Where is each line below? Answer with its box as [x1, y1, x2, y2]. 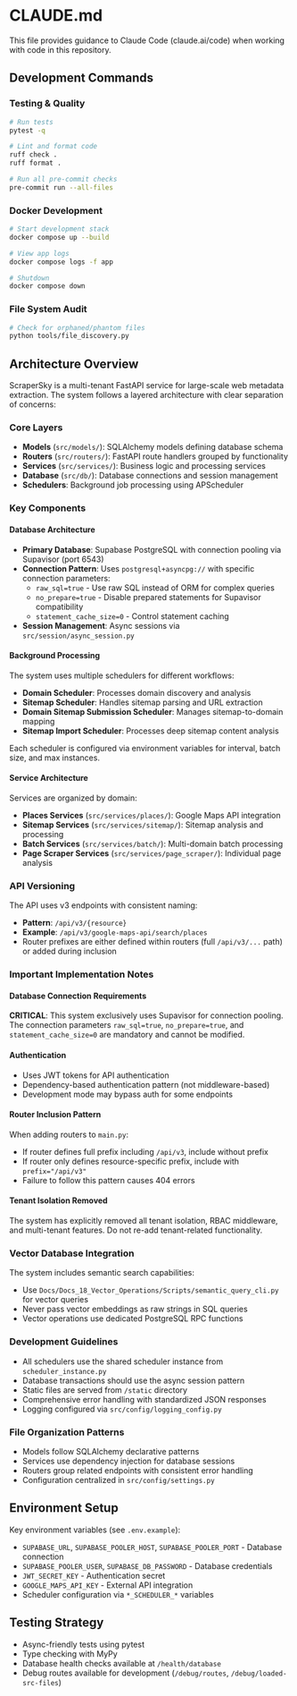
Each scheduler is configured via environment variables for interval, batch [9, 742, 281, 753]
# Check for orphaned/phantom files [9, 323, 145, 332]
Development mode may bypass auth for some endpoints [21, 1089, 234, 1099]
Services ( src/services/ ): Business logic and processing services [21, 461, 266, 471]
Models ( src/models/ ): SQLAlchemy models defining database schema [21, 442, 284, 453]
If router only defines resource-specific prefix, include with [21, 1156, 239, 1166]
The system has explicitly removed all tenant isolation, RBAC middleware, [9, 1216, 278, 1226]
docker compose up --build [9, 233, 110, 242]
